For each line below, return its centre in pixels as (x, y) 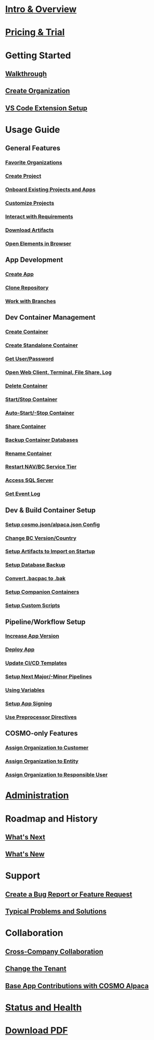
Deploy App (20, 649)
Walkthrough (26, 74)
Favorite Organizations (34, 163)
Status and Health (44, 1007)
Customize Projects (30, 203)
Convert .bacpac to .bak (35, 578)
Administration (37, 796)
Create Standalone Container (42, 345)
